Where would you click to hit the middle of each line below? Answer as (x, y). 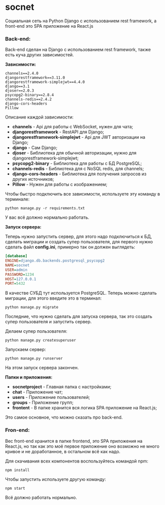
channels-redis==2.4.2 (28, 99)
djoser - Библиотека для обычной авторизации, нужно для (74, 153)
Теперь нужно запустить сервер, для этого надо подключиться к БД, (79, 236)
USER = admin (16, 270)
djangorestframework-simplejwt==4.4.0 (45, 82)
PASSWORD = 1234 (20, 274)
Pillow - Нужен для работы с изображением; (60, 185)
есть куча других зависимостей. (40, 55)
